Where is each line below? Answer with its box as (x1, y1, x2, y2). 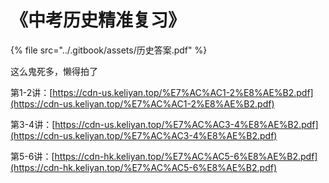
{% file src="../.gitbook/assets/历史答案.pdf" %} (10, 44, 208, 56)
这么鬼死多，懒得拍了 (10, 65, 98, 77)
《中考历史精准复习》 (10, 9, 187, 32)
